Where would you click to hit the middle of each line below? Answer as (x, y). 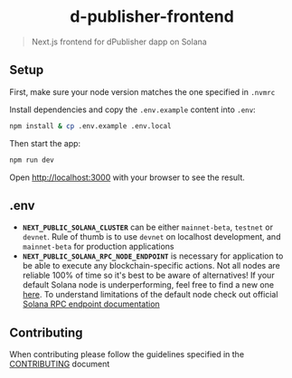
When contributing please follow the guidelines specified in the (127, 354)
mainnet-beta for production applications (98, 247)
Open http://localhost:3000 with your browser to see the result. (127, 177)
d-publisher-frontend (152, 17)
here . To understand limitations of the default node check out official (150, 295)
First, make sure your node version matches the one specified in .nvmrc (142, 91)
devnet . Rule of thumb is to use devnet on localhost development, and (151, 237)
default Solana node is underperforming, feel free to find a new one (148, 285)
